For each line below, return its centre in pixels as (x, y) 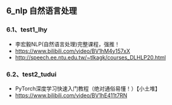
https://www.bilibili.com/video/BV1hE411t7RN (71, 95)
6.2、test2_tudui (31, 74)
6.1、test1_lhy (27, 30)
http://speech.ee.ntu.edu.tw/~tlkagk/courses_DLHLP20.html (91, 57)
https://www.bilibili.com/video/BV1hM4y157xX (72, 51)
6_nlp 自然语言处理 (42, 11)
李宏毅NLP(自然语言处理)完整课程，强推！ (67, 44)
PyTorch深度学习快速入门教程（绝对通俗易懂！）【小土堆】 (88, 88)
